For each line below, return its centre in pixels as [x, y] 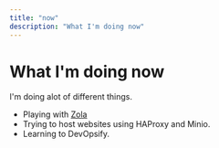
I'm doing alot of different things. [71, 97]
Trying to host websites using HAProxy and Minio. [116, 124]
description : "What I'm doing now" [77, 26]
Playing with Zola [55, 114]
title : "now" [34, 18]
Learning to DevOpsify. [66, 134]
